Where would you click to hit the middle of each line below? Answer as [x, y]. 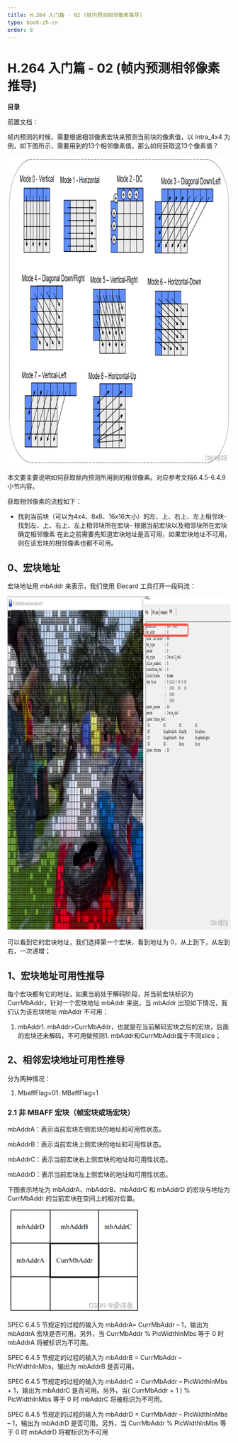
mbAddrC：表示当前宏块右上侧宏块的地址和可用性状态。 [90, 1159]
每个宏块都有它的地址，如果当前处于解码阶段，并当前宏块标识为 [100, 994]
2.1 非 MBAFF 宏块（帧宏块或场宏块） [71, 1112]
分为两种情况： [29, 1078]
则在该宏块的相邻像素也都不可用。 [67, 543]
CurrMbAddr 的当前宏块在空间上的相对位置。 [73, 1198]
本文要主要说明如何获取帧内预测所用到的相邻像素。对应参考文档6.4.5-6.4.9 [117, 477]
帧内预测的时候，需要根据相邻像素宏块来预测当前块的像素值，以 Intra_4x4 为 [119, 137]
